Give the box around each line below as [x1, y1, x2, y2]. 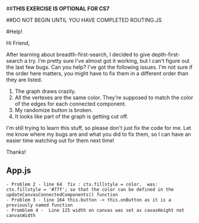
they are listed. [6, 77, 43, 83]
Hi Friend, [6, 40, 30, 46]
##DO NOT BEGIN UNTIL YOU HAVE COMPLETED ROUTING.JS [6, 17, 162, 23]
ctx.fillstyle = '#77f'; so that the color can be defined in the [6, 186, 174, 192]
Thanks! [6, 148, 26, 155]
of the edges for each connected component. [14, 100, 127, 107]
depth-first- [151, 51, 181, 58]
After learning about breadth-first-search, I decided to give [6, 51, 150, 58]
